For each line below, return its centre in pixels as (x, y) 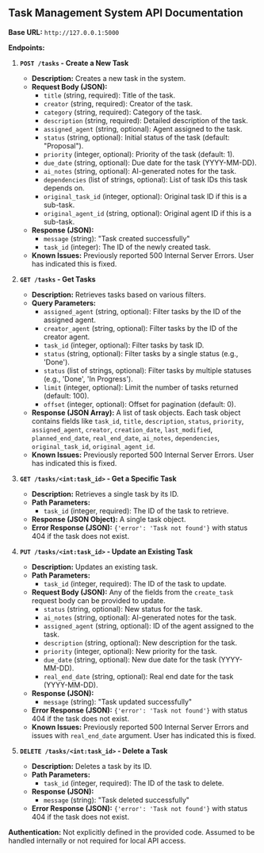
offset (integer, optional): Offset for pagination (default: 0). (140, 404)
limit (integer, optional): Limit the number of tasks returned (141, 387)
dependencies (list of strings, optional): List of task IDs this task (145, 179)
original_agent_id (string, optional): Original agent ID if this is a (147, 213)
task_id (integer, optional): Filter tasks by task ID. (124, 345)
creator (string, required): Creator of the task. (118, 103)
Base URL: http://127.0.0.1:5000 (64, 32)
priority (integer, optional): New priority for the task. (130, 651)
